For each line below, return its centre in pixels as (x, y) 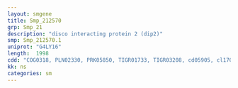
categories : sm (30, 73)
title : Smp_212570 (34, 21)
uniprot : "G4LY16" (34, 47)
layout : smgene (30, 14)
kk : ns (17, 67)
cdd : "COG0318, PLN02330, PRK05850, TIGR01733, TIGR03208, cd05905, (110, 60)
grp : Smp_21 (25, 27)
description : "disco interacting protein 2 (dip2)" (85, 34)
